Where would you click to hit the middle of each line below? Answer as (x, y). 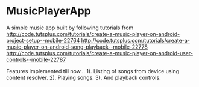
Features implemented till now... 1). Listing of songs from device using (93, 71)
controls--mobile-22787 (36, 59)
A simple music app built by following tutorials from (70, 28)
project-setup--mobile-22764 (43, 40)
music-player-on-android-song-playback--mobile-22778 (77, 47)
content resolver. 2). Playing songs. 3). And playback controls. (84, 77)
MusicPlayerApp (49, 11)
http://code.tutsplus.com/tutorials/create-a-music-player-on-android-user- (99, 53)
